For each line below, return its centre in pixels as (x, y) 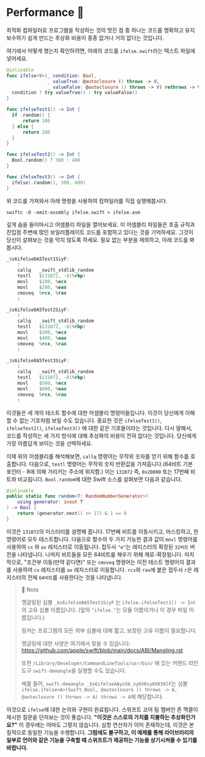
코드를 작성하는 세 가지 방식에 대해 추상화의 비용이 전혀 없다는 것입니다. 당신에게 (102, 436)
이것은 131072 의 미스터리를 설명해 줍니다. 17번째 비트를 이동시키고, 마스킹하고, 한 (103, 532)
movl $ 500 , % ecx (42, 383)
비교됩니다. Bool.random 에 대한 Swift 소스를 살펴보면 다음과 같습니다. (100, 479)
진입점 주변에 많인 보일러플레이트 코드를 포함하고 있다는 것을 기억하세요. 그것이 (100, 232)
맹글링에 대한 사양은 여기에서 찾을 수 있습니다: (76, 643)
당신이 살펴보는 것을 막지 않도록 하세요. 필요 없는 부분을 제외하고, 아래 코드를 (97, 240)
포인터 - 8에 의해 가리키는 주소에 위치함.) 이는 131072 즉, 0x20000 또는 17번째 (98, 471)
